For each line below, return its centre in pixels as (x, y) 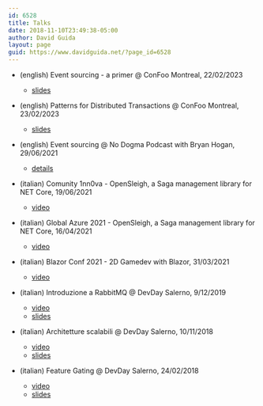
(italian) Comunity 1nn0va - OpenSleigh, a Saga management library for (136, 184)
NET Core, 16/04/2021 (56, 231)
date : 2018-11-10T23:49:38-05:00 (63, 30)
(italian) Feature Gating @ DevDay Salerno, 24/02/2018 (109, 370)
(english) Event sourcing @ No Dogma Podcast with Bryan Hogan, (127, 144)
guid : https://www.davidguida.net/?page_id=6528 (90, 52)
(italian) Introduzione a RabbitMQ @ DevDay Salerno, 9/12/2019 (123, 292)
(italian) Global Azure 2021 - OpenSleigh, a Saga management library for (137, 223)
